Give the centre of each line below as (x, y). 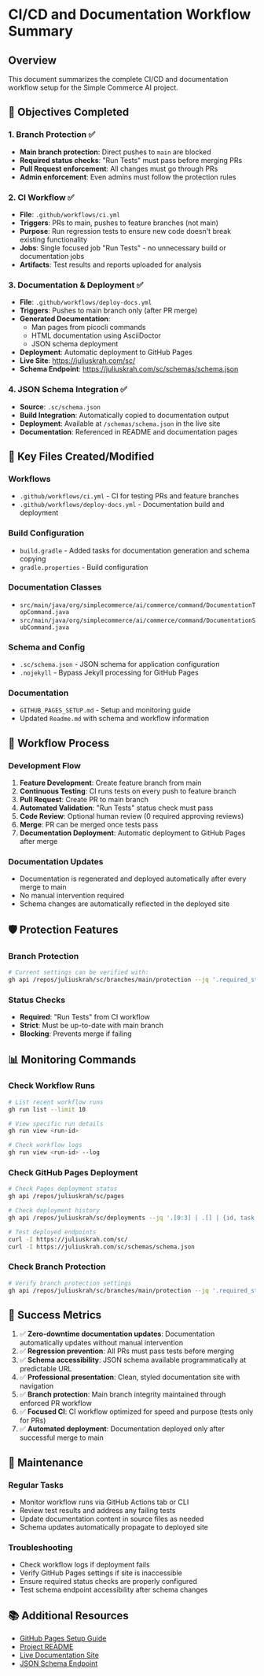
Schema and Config (47, 647)
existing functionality (53, 239)
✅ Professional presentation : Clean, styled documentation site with (130, 1377)
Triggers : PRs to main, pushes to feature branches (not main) (119, 223)
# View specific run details (56, 1123)
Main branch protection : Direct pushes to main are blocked (115, 152)
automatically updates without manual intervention (101, 1343)
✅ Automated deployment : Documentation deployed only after (122, 1429)
